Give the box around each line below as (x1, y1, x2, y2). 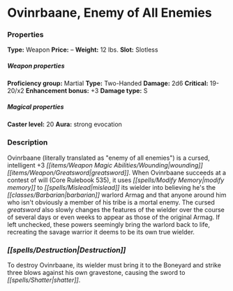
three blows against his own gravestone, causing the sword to (7, 269, 186, 277)
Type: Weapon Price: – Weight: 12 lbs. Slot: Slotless (7, 45, 158, 54)
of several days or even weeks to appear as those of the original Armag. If (7, 213, 220, 221)
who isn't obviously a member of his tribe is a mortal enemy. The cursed (7, 197, 215, 207)
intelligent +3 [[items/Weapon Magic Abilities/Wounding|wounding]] (7, 161, 204, 169)
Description (7, 137, 48, 147)
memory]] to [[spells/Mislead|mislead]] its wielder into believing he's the (7, 183, 216, 191)
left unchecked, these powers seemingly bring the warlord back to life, (7, 220, 211, 228)
